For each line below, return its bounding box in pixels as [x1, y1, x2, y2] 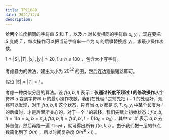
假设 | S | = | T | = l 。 [5, 79, 46, 85]
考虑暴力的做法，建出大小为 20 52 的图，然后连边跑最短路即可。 [5, 67, 138, 74]
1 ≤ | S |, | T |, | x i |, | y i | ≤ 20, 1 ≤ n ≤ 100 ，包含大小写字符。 [5, 56, 121, 63]
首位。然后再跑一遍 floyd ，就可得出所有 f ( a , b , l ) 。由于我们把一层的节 [9, 123, 157, 129]
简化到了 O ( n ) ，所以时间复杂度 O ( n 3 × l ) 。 [9, 128, 100, 135]
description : [5, 17, 33, 22]
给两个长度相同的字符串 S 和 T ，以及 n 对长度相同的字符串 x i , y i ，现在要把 [5, 31, 161, 38]
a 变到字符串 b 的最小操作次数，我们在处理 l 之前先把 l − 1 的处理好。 [15, 96, 158, 102]
